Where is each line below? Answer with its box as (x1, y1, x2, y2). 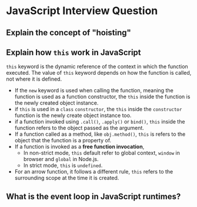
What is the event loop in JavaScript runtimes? (6, 191, 181, 201)
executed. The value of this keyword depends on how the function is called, (6, 69, 192, 76)
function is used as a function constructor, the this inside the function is (14, 93, 191, 101)
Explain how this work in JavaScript (6, 47, 141, 57)
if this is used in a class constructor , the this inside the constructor (14, 106, 182, 113)
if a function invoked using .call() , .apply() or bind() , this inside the (14, 118, 185, 125)
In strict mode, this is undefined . (23, 162, 103, 169)
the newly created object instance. (14, 99, 99, 106)
